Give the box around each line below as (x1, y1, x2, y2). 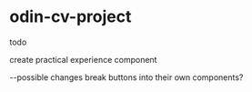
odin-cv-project (9, 6, 132, 27)
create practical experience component (9, 54, 157, 65)
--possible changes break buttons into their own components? (9, 71, 244, 83)
